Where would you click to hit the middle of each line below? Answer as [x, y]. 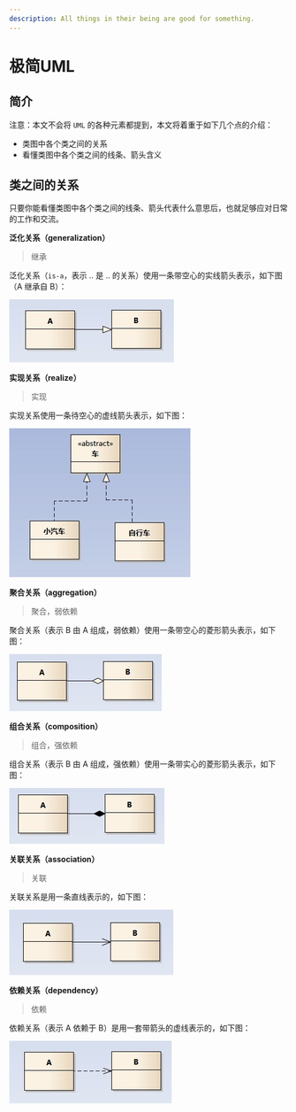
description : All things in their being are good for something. [132, 19]
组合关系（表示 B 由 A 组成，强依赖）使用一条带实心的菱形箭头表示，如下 [143, 764]
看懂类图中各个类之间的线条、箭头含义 [91, 154]
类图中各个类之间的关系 [65, 143]
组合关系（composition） [56, 727]
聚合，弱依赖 [54, 612]
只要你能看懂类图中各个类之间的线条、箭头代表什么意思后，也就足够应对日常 [148, 208]
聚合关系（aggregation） [55, 592]
